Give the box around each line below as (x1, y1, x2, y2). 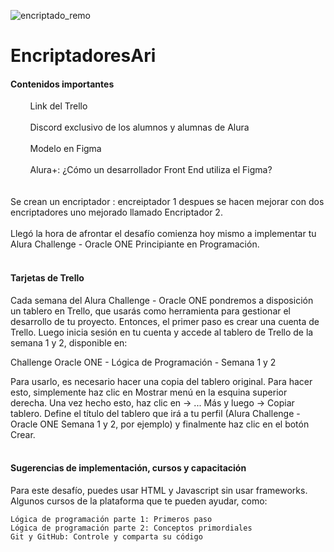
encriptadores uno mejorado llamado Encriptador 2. (10, 206, 223, 219)
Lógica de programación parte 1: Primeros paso (10, 514, 213, 524)
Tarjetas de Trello (10, 271, 85, 284)
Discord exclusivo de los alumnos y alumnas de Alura (29, 121, 250, 134)
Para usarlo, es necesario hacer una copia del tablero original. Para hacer (10, 375, 313, 387)
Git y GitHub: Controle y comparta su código (10, 531, 203, 542)
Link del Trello (29, 100, 88, 112)
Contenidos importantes (10, 78, 115, 90)
